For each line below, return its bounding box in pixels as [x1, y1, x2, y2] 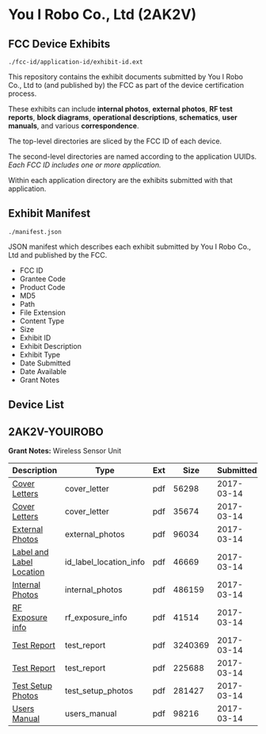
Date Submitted [19, 358, 71, 368]
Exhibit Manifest [8, 207, 91, 220]
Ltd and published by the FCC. [8, 250, 108, 259]
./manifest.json [8, 227, 62, 235]
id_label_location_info [64, 556, 145, 568]
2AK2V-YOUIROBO [8, 425, 104, 438]
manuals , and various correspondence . [8, 121, 139, 130]
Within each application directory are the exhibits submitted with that [8, 176, 234, 185]
